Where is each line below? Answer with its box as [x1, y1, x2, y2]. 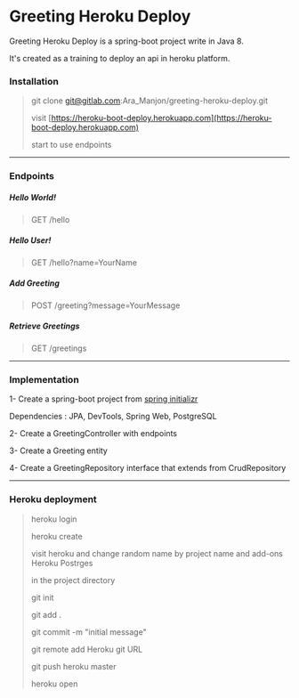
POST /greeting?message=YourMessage [30, 300, 181, 311]
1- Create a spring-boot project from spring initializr [9, 394, 198, 404]
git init [30, 592, 54, 603]
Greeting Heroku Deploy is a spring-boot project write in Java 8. [9, 36, 245, 46]
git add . [30, 609, 62, 620]
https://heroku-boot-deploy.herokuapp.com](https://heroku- [51, 113, 272, 124]
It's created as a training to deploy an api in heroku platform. [9, 53, 230, 63]
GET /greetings [30, 343, 87, 353]
